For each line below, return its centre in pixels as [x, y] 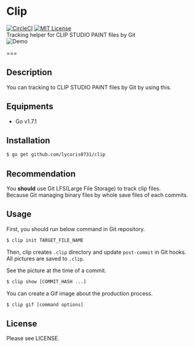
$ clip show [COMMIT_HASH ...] [46, 281]
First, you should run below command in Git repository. [76, 229]
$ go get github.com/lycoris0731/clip [56, 154]
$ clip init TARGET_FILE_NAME [45, 240]
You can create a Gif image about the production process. [80, 293]
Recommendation [41, 174]
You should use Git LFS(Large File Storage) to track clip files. [84, 189]
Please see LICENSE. [33, 338]
